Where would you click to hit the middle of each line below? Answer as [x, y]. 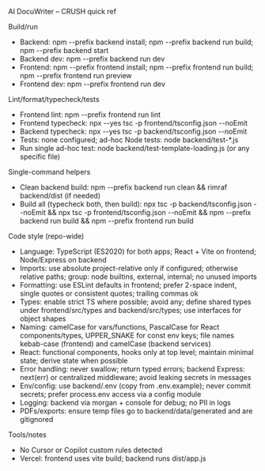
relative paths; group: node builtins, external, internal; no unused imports [138, 277]
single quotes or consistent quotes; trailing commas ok [109, 293]
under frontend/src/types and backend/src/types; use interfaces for [131, 310]
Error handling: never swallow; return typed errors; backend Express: [132, 369]
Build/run [23, 26]
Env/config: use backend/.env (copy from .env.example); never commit [135, 386]
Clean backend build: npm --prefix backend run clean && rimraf [123, 187]
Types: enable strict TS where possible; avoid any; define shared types [135, 302]
